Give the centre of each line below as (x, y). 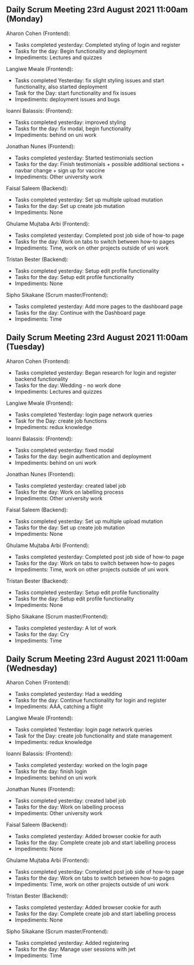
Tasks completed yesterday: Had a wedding (69, 694)
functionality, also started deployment (61, 87)
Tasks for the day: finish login (51, 771)
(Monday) (25, 19)
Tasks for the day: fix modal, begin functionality (73, 128)
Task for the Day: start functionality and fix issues (75, 93)
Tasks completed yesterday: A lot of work (66, 628)
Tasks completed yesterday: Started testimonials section (84, 158)
